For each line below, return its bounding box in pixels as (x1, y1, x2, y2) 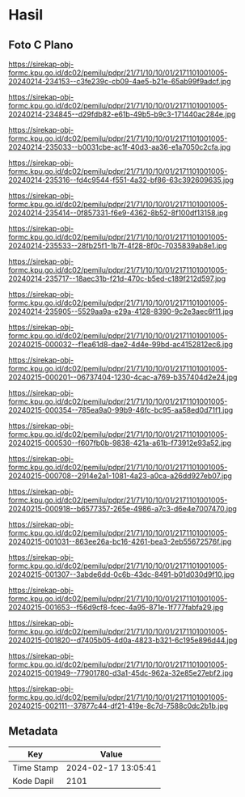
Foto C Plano (8, 38, 74, 52)
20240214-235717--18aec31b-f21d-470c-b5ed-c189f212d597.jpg (8, 273, 226, 283)
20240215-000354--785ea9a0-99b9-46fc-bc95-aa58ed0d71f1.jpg (8, 405, 234, 414)
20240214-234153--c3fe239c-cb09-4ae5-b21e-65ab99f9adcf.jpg (8, 77, 231, 86)
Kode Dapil (12, 775, 54, 786)
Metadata (8, 724, 58, 738)
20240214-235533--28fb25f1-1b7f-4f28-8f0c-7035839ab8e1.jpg (8, 241, 228, 250)
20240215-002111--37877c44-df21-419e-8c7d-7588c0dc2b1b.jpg (8, 702, 229, 710)
